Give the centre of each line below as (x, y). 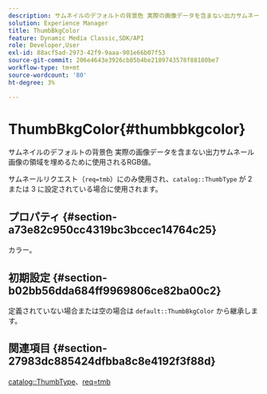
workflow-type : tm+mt (44, 68)
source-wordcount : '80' (48, 75)
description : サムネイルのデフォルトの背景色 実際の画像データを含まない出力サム (128, 16)
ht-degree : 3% (32, 82)
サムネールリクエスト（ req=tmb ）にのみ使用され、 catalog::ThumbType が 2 (130, 179)
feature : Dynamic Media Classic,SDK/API (77, 38)
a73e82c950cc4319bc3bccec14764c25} (113, 230)
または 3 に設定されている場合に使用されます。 (85, 189)
